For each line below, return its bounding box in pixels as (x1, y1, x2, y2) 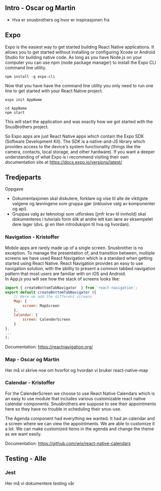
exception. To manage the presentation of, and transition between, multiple (5, 250, 155, 255)
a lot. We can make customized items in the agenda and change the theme (5, 426, 154, 432)
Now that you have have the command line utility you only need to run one (5, 82, 154, 88)
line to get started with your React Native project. (5, 88, 103, 94)
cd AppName (5, 106, 27, 111)
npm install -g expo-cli (5, 74, 55, 79)
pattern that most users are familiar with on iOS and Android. (5, 271, 126, 276)
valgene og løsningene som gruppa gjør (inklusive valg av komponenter (12, 201, 156, 207)
